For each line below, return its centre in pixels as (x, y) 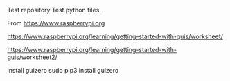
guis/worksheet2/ (32, 57)
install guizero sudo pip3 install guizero (63, 70)
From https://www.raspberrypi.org (56, 23)
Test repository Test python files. (54, 10)
